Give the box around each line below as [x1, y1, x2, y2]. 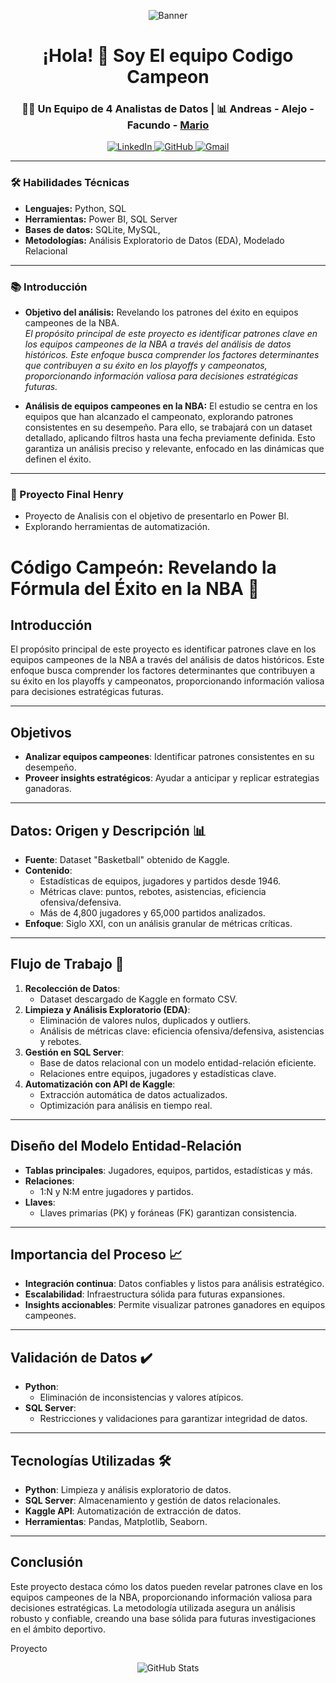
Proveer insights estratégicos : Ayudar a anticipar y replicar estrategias [24, 772, 320, 784]
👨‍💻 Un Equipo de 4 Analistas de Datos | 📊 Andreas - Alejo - [21, 102, 315, 116]
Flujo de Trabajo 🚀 [10, 956, 125, 973]
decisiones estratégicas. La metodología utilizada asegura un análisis [10, 1601, 296, 1614]
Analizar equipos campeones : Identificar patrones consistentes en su [24, 751, 315, 763]
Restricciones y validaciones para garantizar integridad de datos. [39, 1413, 308, 1425]
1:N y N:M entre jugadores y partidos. [39, 1185, 194, 1197]
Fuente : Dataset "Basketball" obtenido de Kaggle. [24, 854, 230, 865]
